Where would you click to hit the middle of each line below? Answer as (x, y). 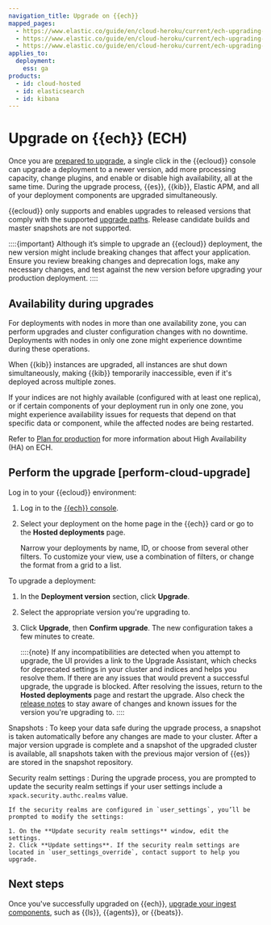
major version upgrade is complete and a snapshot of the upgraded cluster (133, 745)
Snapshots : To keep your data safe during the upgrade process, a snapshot (135, 728)
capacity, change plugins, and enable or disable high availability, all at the (131, 178)
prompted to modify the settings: (67, 817)
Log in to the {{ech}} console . (69, 508)
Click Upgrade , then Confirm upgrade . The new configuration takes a (136, 627)
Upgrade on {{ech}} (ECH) (98, 139)
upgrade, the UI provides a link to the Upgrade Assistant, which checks (138, 661)
